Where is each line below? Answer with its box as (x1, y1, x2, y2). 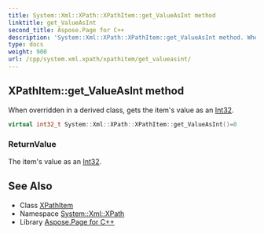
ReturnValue (8, 139, 57, 150)
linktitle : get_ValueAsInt (8, 19, 97, 27)
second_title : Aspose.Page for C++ (8, 26, 125, 34)
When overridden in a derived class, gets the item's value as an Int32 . (8, 105, 234, 115)
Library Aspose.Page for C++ (19, 217, 115, 226)
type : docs (8, 41, 44, 49)
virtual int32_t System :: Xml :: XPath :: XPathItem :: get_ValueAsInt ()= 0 (8, 120, 237, 128)
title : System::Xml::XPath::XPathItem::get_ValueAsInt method (8, 11, 216, 20)
